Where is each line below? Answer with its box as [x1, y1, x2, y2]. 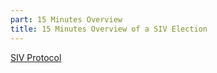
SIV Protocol [10, 51, 62, 63]
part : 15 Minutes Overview [10, 14, 123, 25]
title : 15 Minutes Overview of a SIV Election [10, 24, 208, 34]
